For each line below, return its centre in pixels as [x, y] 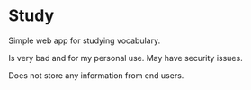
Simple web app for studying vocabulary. [85, 40]
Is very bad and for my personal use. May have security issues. [126, 58]
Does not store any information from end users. [96, 75]
